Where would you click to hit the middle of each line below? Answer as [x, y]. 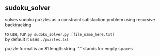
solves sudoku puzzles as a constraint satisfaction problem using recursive [80, 19]
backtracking [18, 25]
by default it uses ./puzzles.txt [37, 39]
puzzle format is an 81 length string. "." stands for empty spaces [69, 48]
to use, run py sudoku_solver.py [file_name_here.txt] [60, 34]
